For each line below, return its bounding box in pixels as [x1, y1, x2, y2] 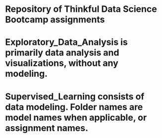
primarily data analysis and [5, 47, 119, 58]
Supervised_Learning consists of [5, 91, 145, 102]
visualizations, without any [5, 58, 119, 69]
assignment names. [5, 122, 88, 134]
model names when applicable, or [5, 112, 147, 123]
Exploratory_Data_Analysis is [5, 37, 128, 48]
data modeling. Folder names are [5, 101, 143, 112]
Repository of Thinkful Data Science [5, 3, 157, 15]
